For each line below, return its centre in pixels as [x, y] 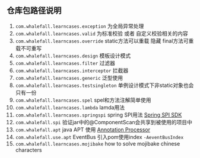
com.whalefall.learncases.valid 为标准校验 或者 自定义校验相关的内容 [102, 33]
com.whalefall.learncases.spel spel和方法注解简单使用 [83, 100]
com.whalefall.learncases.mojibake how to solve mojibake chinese [98, 143]
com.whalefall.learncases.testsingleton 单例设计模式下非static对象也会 [104, 85]
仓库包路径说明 [34, 11]
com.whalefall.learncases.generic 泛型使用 [69, 78]
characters [28, 150]
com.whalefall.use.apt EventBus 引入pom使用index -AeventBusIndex [99, 137]
